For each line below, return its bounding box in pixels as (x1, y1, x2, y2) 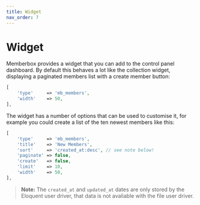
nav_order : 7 (6, 14, 39, 20)
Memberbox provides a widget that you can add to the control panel (6, 60, 175, 67)
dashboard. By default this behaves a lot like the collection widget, (6, 67, 171, 74)
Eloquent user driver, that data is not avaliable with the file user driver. (20, 192, 194, 199)
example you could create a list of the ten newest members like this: (6, 118, 175, 126)
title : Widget (6, 8, 42, 15)
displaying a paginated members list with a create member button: (6, 73, 170, 80)
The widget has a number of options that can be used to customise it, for (6, 112, 187, 119)
